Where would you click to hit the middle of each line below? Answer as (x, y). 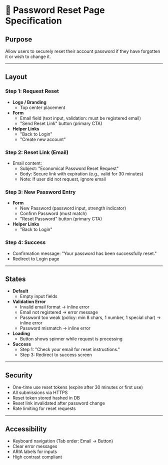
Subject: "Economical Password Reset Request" (69, 168)
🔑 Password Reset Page (55, 10)
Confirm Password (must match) (53, 213)
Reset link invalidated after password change (58, 403)
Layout (16, 77)
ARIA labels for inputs (35, 451)
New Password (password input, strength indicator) (73, 208)
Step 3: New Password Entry (40, 192)
